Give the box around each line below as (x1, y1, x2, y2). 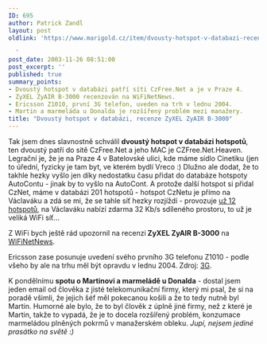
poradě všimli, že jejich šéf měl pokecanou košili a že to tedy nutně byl (8, 293, 240, 303)
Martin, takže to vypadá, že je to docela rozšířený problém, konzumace (8, 310, 241, 319)
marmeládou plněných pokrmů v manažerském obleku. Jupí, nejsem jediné (8, 319, 254, 327)
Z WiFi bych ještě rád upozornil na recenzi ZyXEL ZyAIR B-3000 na (8, 229, 230, 237)
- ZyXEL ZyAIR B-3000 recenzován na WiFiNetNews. (8, 92, 176, 100)
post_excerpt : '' (8, 63, 66, 72)
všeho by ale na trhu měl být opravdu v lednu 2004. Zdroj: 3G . (8, 260, 212, 270)
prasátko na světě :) (8, 327, 74, 336)
